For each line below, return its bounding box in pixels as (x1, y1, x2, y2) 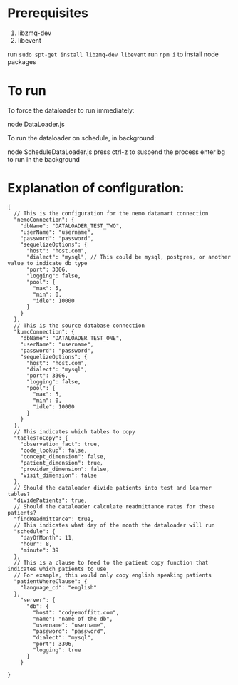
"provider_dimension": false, (20, 465, 110, 473)
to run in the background (7, 155, 81, 163)
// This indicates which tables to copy (14, 428, 135, 436)
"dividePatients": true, (14, 497, 88, 504)
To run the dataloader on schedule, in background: (7, 133, 157, 142)
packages (7, 57, 37, 66)
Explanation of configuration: (7, 180, 185, 197)
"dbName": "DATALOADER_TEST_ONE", (20, 334, 123, 341)
